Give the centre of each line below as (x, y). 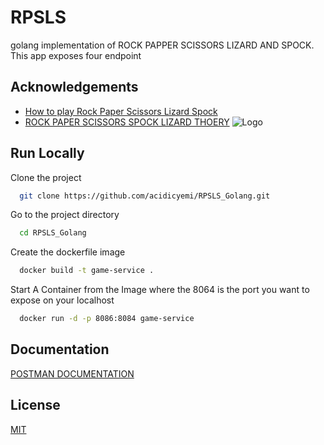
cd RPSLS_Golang (53, 233)
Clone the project (46, 177)
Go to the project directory (65, 215)
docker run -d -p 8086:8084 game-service (107, 319)
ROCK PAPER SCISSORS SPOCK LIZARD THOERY (127, 122)
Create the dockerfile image (68, 252)
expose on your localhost (62, 300)
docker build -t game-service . (87, 271)
